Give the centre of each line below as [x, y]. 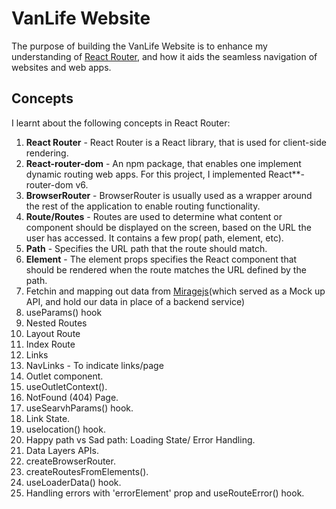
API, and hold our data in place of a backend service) [135, 301]
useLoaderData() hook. [73, 482]
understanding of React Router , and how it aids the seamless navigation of [164, 56]
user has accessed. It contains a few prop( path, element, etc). [154, 238]
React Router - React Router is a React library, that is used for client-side [176, 142]
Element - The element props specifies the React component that [161, 259]
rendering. [47, 153]
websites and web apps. [61, 67]
